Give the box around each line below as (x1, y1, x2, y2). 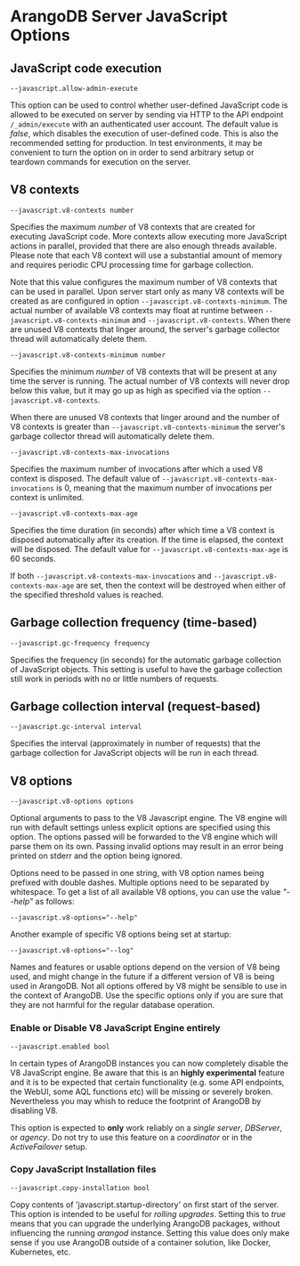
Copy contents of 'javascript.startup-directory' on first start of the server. (10, 1199, 280, 1210)
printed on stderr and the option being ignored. (10, 850, 183, 861)
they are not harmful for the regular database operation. (10, 1000, 215, 1010)
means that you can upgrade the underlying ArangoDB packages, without (10, 1218, 280, 1229)
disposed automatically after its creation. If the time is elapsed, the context (10, 534, 284, 545)
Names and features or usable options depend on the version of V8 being (10, 962, 280, 972)
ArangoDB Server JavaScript (10, 6, 228, 27)
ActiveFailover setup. (10, 1141, 88, 1152)
